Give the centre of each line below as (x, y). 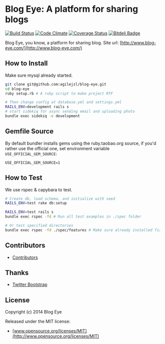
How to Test (24, 178)
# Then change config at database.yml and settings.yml (63, 102)
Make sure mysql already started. (39, 75)
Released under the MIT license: (38, 321)
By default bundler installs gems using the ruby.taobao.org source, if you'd (81, 143)
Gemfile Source (29, 131)
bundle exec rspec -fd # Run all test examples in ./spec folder (73, 217)
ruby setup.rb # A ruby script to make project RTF (59, 94)
